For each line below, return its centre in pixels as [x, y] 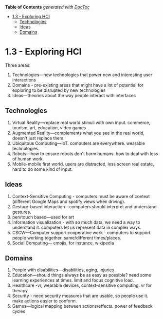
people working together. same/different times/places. [67, 238]
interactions [24, 80]
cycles [19, 311]
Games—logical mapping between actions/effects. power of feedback [82, 306]
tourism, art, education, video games [49, 128]
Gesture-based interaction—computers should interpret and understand [84, 206]
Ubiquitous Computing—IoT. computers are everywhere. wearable [78, 143]
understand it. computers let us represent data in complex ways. [77, 227]
